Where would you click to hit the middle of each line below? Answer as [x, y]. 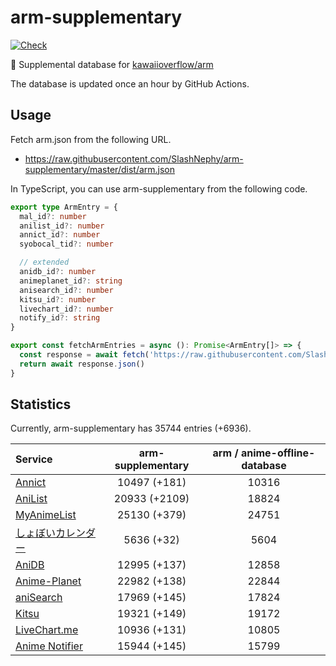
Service [34, 459]
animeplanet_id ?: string [71, 281]
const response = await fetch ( [84, 355]
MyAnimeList [46, 515]
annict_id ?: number [60, 235]
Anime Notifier [49, 646]
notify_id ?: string [60, 318]
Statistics [41, 404]
